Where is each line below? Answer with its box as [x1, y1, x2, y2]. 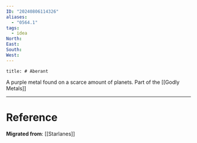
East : [6, 42, 19, 47]
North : [6, 36, 22, 42]
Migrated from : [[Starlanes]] [6, 130, 75, 137]
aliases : [6, 14, 28, 20]
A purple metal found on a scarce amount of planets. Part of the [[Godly [6, 79, 180, 86]
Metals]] [6, 84, 26, 91]
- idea [11, 30, 28, 36]
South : [6, 47, 22, 53]
